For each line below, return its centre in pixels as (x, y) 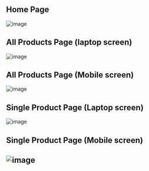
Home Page (28, 10)
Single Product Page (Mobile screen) (74, 140)
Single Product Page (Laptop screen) (75, 107)
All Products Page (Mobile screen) (70, 75)
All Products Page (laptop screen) (69, 43)
